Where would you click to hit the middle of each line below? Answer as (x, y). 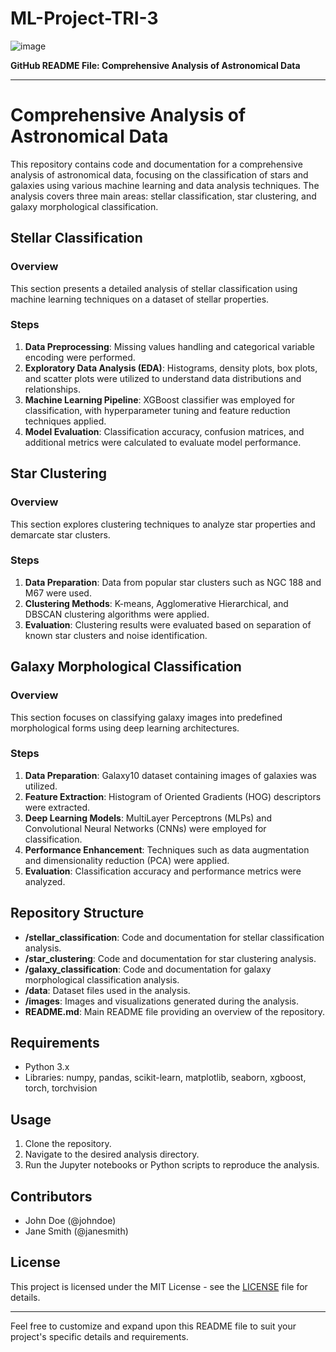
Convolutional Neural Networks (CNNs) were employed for (145, 828)
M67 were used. (58, 593)
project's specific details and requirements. (99, 1336)
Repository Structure (77, 913)
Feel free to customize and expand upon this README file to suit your (153, 1326)
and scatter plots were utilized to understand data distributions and (163, 378)
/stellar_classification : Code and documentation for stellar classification (174, 937)
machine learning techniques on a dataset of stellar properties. (140, 299)
